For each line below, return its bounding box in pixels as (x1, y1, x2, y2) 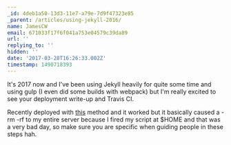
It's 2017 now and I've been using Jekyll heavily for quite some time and (7, 80, 212, 88)
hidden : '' (7, 49, 39, 56)
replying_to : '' (7, 42, 54, 49)
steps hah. (7, 130, 37, 138)
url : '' (7, 36, 30, 43)
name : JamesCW (7, 23, 48, 30)
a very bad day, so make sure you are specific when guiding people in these (7, 122, 224, 131)
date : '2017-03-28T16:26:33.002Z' (7, 55, 107, 62)
